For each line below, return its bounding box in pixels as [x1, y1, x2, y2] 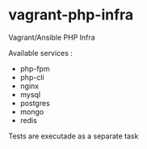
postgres [19, 98, 50, 108]
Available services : [8, 48, 73, 57]
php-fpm [19, 63, 50, 74]
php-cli [19, 72, 44, 82]
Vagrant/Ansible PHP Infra [8, 32, 95, 42]
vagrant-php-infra [8, 6, 134, 24]
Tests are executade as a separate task [8, 131, 139, 141]
